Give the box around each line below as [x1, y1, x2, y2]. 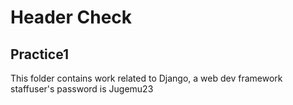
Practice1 [10, 46, 70, 63]
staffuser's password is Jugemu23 [10, 83, 154, 95]
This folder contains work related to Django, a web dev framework [10, 72, 283, 84]
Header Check [10, 6, 133, 29]
